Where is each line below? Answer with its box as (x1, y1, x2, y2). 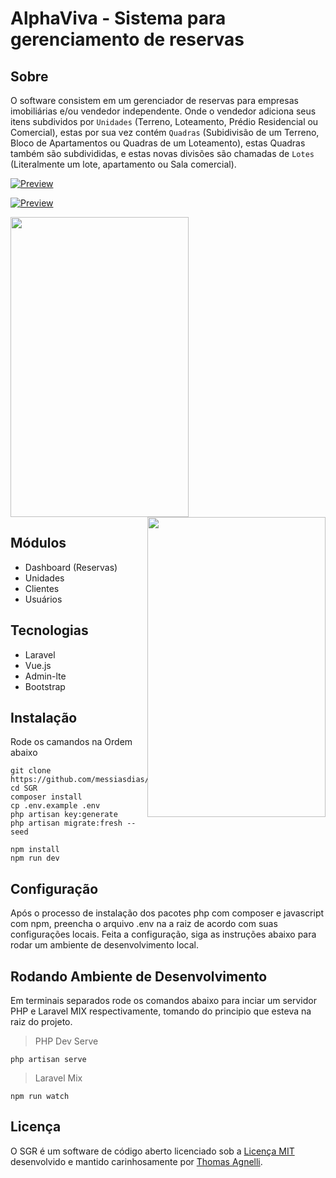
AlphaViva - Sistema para (10, 7, 227, 30)
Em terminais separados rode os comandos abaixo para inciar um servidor (10, 995, 317, 1007)
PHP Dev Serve (34, 1035, 99, 1047)
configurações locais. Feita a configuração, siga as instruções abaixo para (10, 928, 317, 941)
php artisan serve (10, 1055, 87, 1065)
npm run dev (10, 853, 60, 864)
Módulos (10, 535, 67, 552)
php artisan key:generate (10, 810, 118, 820)
